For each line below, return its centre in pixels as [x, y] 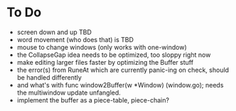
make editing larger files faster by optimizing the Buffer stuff [105, 62]
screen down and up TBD [54, 32]
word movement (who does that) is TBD [75, 39]
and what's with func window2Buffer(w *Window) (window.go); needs [120, 85]
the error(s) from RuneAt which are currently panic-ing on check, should [123, 70]
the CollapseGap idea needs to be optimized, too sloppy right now [114, 55]
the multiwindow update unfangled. [69, 92]
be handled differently [49, 77]
